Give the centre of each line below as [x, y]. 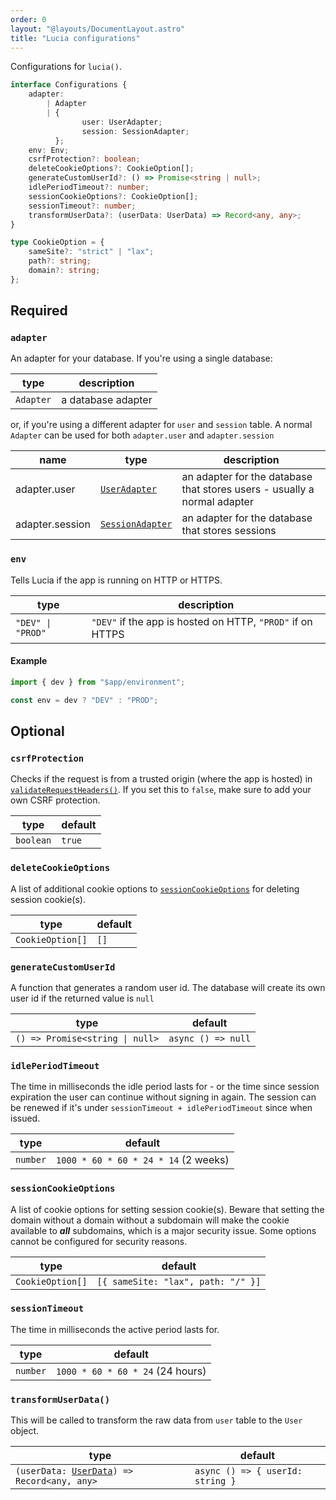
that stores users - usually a [248, 489]
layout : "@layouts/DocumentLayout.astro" [98, 29]
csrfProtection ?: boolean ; [84, 159]
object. [25, 1431]
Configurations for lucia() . [66, 67]
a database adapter [107, 400]
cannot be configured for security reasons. [99, 1241]
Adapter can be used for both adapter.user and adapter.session [142, 435]
